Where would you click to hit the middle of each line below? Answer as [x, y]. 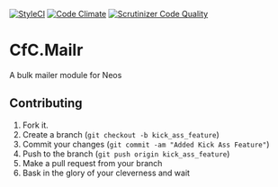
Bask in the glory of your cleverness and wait [106, 173]
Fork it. [36, 125]
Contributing [46, 103]
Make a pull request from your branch [92, 163]
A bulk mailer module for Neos [66, 75]
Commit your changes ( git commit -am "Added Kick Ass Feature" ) [146, 144]
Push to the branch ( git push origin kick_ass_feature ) [126, 154]
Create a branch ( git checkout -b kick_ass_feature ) [121, 134]
